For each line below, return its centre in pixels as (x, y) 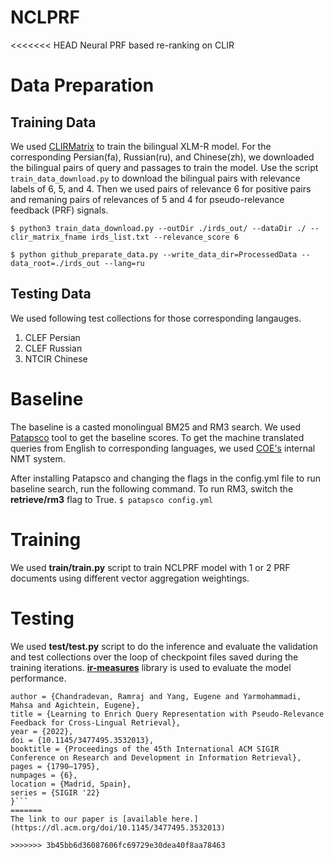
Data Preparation (82, 85)
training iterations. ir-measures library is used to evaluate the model (151, 667)
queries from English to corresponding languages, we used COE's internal (163, 448)
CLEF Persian (52, 337)
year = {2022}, (42, 731)
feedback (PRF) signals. (59, 210)
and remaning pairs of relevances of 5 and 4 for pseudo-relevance (147, 199)
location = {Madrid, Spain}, (71, 784)
